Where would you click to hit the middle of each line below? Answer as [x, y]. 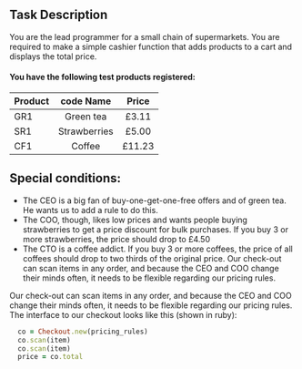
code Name [86, 101]
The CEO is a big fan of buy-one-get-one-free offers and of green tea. [154, 200]
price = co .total [50, 357]
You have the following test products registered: [102, 77]
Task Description [59, 15]
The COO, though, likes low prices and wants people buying [135, 220]
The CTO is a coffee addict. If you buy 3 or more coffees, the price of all [158, 249]
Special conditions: [65, 178]
